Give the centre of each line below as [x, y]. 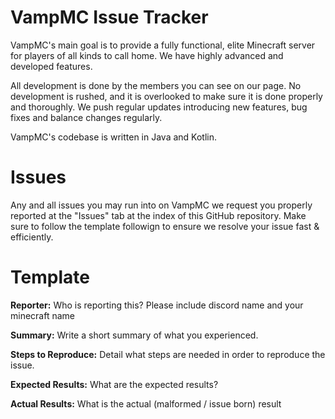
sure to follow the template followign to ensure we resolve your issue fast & [165, 226]
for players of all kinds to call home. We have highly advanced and [147, 55]
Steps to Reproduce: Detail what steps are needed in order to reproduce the [168, 354]
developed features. [51, 66]
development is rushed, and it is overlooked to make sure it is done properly [166, 96]
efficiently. [32, 237]
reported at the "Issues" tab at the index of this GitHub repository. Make [158, 215]
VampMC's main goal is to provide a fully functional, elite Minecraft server [163, 45]
